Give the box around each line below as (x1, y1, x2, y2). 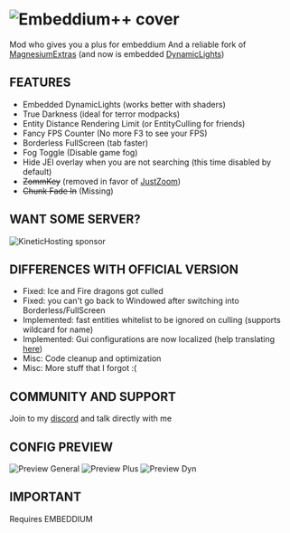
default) (22, 166, 52, 176)
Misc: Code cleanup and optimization (22, 353, 162, 364)
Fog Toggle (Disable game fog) (22, 147, 138, 157)
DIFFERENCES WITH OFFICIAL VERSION (9, 262, 239, 277)
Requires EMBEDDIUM (9, 513, 93, 524)
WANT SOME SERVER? (9, 212, 142, 227)
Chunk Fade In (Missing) (22, 186, 115, 196)
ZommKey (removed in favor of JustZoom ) (22, 176, 182, 186)
